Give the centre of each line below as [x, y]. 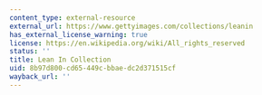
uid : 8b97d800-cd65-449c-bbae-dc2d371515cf [93, 69]
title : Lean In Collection [60, 60]
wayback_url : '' [40, 77]
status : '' [30, 52]
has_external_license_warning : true [78, 34]
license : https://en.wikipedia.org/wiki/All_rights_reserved [127, 43]
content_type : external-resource [73, 18]
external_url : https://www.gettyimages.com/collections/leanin [131, 26]
